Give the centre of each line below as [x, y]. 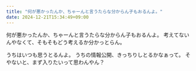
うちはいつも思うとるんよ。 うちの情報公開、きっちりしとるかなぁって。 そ [99, 54]
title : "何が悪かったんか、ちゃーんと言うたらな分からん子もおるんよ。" [84, 12]
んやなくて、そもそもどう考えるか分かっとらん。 [66, 42]
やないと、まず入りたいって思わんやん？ [56, 62]
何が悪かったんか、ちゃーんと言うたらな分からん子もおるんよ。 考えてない [98, 35]
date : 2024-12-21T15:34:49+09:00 [48, 17]
